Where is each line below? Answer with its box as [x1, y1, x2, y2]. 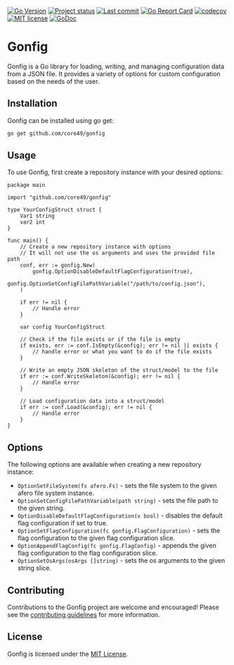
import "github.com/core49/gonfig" [7, 194, 112, 201]
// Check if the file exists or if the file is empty [20, 336, 181, 343]
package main [7, 182, 46, 189]
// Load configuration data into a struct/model [20, 398, 165, 405]
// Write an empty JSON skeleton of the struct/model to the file [20, 367, 219, 374]
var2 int [20, 219, 46, 226]
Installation [7, 97, 58, 109]
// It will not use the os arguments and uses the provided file [20, 250, 216, 257]
